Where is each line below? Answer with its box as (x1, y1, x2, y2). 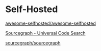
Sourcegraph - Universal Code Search (5, 30, 86, 36)
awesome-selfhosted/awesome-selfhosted (5, 20, 96, 26)
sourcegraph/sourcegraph (5, 39, 61, 46)
